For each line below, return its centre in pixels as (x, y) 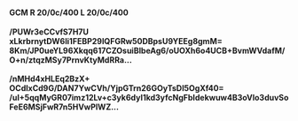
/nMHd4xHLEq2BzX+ (50, 79)
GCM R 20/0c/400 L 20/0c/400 (69, 12)
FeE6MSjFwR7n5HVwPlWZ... (64, 107)
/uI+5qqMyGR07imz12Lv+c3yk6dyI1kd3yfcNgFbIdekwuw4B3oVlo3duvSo (149, 98)
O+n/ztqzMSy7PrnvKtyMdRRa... (71, 60)
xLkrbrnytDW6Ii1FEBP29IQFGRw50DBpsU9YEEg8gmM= (116, 42)
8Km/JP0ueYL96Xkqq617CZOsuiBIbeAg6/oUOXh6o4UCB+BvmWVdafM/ (147, 51)
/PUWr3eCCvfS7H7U (49, 32)
